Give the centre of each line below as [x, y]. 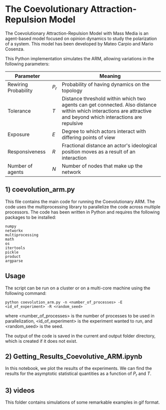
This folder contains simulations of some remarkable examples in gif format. [83, 402]
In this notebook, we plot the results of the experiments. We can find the [79, 369]
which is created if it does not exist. [41, 341]
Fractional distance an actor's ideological [109, 145]
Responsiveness [27, 152]
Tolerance [19, 111]
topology [72, 90]
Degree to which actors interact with [104, 131]
